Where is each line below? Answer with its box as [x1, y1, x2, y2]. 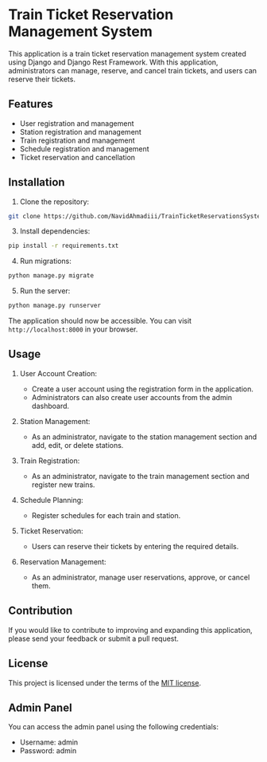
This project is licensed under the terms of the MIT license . [8, 678, 201, 687]
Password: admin [19, 746, 77, 756]
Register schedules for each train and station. [31, 510, 181, 520]
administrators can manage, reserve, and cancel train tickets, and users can [8, 65, 257, 75]
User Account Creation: [19, 368, 98, 378]
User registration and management [19, 118, 134, 128]
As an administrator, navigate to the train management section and [31, 471, 250, 481]
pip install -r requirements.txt [8, 242, 119, 250]
